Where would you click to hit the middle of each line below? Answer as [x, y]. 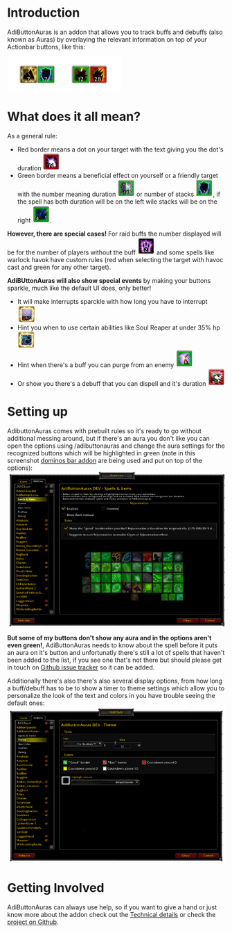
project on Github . [33, 922]
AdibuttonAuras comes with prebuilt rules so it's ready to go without [105, 431]
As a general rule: [32, 136]
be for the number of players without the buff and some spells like [111, 252]
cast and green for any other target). [59, 267]
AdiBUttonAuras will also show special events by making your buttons [109, 280]
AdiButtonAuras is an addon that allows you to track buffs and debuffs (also [115, 32]
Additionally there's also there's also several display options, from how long [115, 681]
